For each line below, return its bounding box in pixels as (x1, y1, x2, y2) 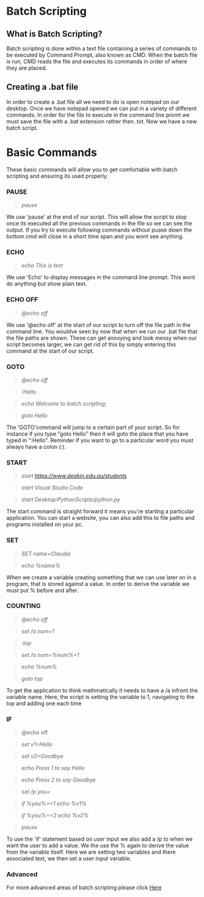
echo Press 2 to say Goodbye (21, 776, 96, 783)
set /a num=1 (21, 628, 55, 635)
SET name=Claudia (21, 550, 71, 557)
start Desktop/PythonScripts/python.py (21, 496, 120, 503)
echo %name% (21, 562, 61, 569)
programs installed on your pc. (6, 521, 84, 528)
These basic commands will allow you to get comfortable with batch (6, 166, 178, 173)
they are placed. (6, 64, 48, 71)
